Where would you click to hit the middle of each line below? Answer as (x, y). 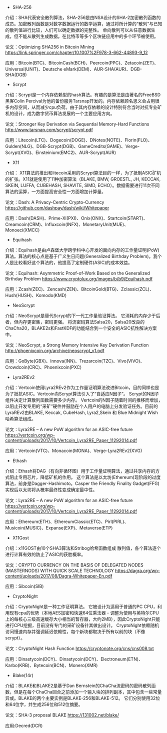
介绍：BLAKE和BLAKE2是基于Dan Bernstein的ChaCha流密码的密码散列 (78, 685)
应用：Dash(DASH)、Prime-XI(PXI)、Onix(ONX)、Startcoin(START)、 (76, 218)
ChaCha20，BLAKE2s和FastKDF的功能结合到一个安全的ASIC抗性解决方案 (81, 328)
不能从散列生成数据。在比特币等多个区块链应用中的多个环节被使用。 (88, 36)
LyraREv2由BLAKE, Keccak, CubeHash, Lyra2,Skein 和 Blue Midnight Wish (82, 412)
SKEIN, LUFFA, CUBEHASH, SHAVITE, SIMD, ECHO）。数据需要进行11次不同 (82, 185)
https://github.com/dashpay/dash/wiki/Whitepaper (57, 208)
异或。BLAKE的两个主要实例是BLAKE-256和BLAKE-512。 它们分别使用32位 (83, 698)
